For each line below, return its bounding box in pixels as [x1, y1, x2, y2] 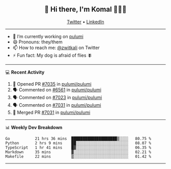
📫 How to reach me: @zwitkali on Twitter [12, 44, 100, 51]
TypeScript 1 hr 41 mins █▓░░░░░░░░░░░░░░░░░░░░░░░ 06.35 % [5, 145, 152, 150]
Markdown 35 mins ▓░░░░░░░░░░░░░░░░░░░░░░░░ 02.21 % [5, 149, 152, 155]
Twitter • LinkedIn [67, 18, 104, 25]
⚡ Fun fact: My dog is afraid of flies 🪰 [12, 52, 93, 58]
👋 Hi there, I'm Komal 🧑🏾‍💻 [44, 5, 127, 14]
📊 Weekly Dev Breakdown [5, 124, 63, 130]
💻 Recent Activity [5, 69, 45, 75]
